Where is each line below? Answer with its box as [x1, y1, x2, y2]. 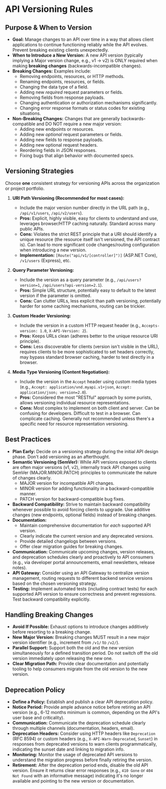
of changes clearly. [12, 474, 52, 480]
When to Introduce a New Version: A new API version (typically [12, 52, 143, 58]
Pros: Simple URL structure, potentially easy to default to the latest [19, 287, 156, 293]
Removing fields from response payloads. [19, 94, 105, 100]
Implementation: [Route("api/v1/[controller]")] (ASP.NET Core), [19, 252, 158, 258]
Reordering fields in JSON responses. [19, 148, 97, 153]
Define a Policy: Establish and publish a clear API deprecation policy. [12, 699, 154, 705]
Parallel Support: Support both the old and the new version [12, 645, 134, 651]
